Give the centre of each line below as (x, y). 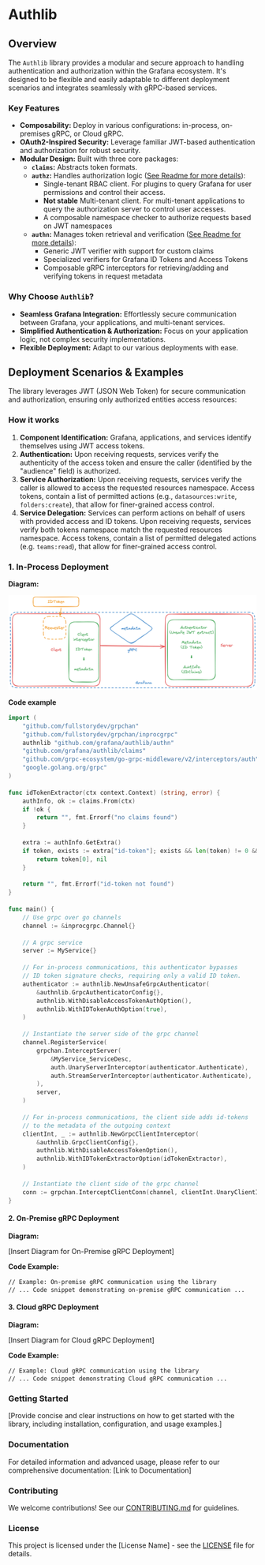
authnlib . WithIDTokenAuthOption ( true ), (102, 1009)
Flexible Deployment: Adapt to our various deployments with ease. (129, 347)
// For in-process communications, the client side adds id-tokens (135, 1117)
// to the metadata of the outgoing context (97, 1125)
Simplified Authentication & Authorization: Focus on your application (134, 331)
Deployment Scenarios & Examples (96, 372)
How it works (34, 420)
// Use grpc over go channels (72, 917)
